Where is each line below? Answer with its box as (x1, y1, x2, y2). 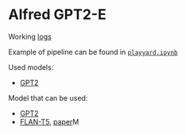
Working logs (8, 32, 52, 41)
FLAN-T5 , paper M (19, 117, 79, 126)
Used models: (8, 62, 54, 72)
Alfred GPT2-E (8, 6, 107, 24)
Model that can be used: (8, 93, 88, 102)
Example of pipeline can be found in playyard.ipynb (8, 47, 178, 56)
